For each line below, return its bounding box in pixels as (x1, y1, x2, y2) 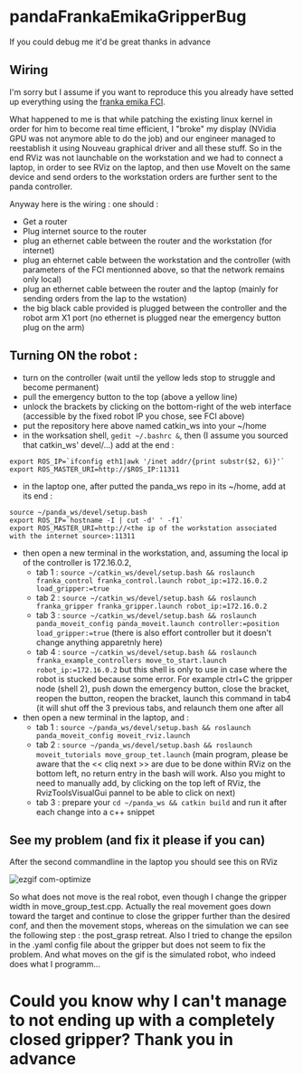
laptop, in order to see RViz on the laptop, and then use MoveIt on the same (9, 161, 291, 173)
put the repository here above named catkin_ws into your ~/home (22, 420, 267, 431)
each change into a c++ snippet (35, 806, 156, 817)
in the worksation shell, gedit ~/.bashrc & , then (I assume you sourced (22, 430, 289, 441)
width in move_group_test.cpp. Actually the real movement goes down (9, 901, 271, 912)
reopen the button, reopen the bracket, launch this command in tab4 (35, 692, 291, 703)
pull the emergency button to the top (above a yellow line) (22, 391, 238, 402)
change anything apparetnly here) (35, 636, 163, 648)
